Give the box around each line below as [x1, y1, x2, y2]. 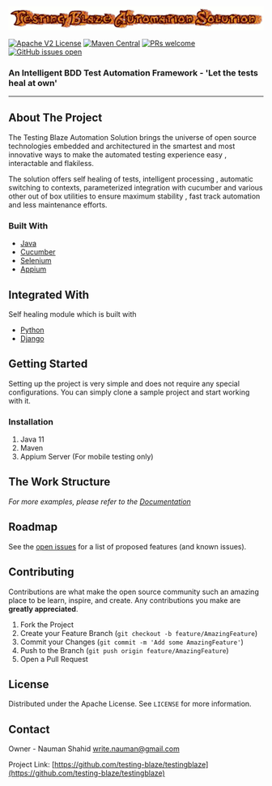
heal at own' [8, 77, 58, 88]
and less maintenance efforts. [8, 199, 108, 209]
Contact [8, 722, 50, 736]
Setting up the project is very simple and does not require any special [8, 378, 240, 388]
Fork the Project [19, 619, 74, 630]
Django [19, 333, 45, 343]
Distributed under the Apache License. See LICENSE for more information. [8, 699, 253, 709]
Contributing [8, 566, 74, 579]
